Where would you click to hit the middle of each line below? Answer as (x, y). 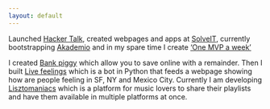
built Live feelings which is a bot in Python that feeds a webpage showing (130, 71)
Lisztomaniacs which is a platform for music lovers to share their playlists (130, 88)
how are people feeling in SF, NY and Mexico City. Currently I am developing (135, 79)
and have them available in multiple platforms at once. (98, 96)
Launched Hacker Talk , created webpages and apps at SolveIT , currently (129, 38)
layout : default (35, 16)
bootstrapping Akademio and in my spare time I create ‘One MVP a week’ (130, 47)
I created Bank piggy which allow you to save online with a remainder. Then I (135, 63)
